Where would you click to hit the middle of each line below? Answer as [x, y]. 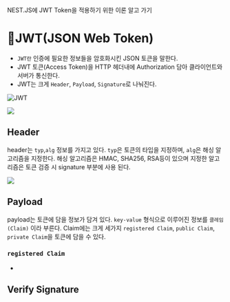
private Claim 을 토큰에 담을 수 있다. [56, 237]
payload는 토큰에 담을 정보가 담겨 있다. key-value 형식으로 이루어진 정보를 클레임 [115, 219]
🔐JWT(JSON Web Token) [80, 38]
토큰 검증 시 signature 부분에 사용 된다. [78, 166]
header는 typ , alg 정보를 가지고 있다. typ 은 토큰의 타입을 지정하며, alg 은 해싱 [111, 149]
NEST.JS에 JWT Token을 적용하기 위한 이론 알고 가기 [80, 10]
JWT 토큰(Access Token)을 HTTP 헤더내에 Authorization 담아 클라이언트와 [119, 67]
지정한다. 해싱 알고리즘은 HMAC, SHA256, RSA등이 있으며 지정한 [119, 158]
